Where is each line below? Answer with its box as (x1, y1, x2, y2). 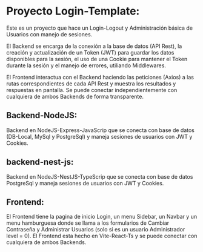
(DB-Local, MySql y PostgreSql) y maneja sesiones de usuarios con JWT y (6, 133, 193, 140)
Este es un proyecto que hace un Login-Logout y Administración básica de (6, 24, 193, 31)
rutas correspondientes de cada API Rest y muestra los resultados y (6, 80, 176, 87)
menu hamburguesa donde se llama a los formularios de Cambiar (6, 219, 170, 227)
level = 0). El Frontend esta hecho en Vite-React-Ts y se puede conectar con (6, 232, 198, 240)
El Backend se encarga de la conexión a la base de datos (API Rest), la (6, 42, 182, 50)
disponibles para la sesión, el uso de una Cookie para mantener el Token (6, 55, 188, 62)
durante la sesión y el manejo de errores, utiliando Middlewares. (6, 62, 167, 69)
